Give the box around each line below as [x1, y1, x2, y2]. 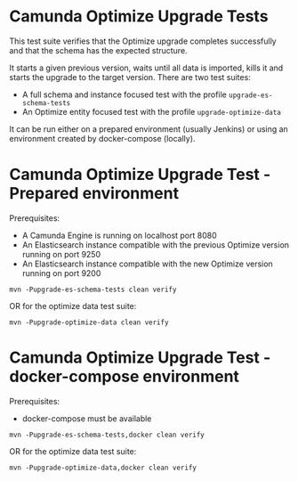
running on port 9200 [21, 267, 101, 278]
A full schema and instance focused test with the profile [21, 89, 227, 100]
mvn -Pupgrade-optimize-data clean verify [9, 318, 169, 327]
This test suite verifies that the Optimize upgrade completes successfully [9, 36, 278, 46]
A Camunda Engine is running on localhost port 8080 [21, 230, 218, 240]
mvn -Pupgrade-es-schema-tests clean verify [9, 285, 177, 294]
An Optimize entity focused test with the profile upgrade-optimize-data [21, 106, 282, 117]
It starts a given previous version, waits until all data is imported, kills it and [9, 62, 284, 73]
